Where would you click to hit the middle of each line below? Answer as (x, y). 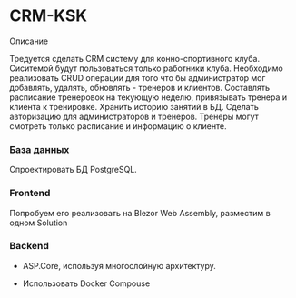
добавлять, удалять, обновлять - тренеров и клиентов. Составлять (140, 87)
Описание (29, 41)
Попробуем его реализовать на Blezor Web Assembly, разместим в (140, 213)
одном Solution (39, 223)
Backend (30, 246)
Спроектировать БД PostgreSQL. (74, 170)
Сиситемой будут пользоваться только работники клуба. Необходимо (146, 68)
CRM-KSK (49, 16)
